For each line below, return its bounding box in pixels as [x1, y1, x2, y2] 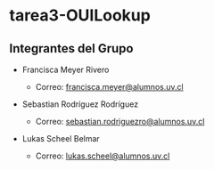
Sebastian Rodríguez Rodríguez [21, 99, 139, 109]
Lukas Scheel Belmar [21, 134, 100, 143]
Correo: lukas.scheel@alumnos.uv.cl [35, 150, 170, 161]
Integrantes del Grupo [9, 41, 134, 56]
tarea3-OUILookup [9, 5, 152, 26]
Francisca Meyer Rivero [21, 64, 110, 75]
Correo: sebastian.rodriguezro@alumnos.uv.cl [35, 117, 205, 126]
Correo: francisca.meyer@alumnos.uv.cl [35, 82, 185, 92]
